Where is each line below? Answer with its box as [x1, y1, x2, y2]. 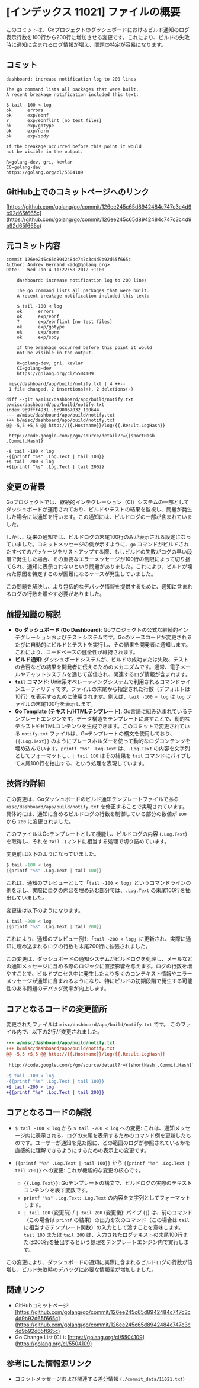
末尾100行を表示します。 [35, 701, 96, 707]
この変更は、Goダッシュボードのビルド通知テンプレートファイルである [6, 795, 179, 802]
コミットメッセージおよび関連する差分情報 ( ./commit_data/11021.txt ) [14, 1376, 185, 1383]
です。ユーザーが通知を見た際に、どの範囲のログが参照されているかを [20, 1139, 191, 1146]
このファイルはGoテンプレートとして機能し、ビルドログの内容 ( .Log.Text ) [6, 830, 188, 837]
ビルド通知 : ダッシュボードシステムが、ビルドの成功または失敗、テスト [14, 656, 190, 663]
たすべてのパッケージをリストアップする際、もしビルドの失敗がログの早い [6, 548, 188, 555]
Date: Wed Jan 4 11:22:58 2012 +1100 [6, 267, 105, 273]
